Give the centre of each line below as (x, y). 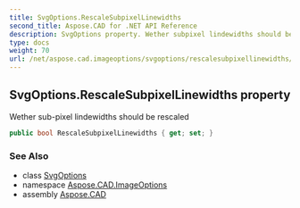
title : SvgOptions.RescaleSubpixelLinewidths (95, 17)
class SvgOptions (54, 175)
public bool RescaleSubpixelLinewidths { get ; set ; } (112, 133)
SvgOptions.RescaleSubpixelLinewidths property (150, 95)
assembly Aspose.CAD (64, 194)
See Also (29, 155)
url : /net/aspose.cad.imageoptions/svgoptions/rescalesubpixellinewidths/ (151, 59)
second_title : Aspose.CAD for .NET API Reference (104, 26)
